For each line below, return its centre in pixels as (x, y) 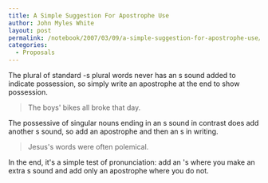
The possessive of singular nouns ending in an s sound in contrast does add (134, 123)
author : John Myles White (51, 23)
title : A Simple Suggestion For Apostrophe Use (89, 16)
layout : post (30, 30)
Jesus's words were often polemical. (88, 147)
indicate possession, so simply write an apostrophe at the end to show (124, 84)
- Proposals (35, 53)
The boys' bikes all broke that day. (84, 107)
